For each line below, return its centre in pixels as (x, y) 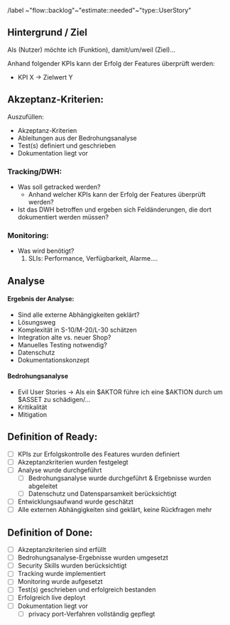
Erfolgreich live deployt (51, 598)
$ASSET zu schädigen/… (54, 400)
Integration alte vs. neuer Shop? (64, 337)
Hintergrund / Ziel (47, 32)
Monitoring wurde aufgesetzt (60, 582)
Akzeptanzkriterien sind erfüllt (62, 550)
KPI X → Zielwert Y (45, 77)
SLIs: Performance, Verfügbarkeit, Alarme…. (93, 259)
